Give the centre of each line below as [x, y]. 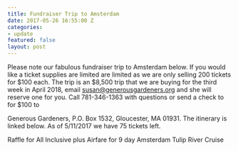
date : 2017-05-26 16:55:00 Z [51, 21]
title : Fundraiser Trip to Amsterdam [63, 14]
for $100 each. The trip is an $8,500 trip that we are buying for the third [112, 82]
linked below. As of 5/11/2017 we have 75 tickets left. [84, 126]
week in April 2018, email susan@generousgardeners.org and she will [109, 90]
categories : [25, 27]
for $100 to [24, 105]
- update [20, 34]
